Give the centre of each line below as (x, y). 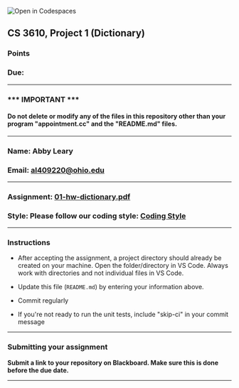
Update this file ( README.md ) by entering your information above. (111, 287)
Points (19, 53)
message (31, 322)
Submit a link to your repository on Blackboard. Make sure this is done (113, 362)
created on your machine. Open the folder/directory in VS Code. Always (123, 266)
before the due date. (38, 370)
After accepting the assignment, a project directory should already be (119, 258)
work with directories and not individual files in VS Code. (101, 273)
